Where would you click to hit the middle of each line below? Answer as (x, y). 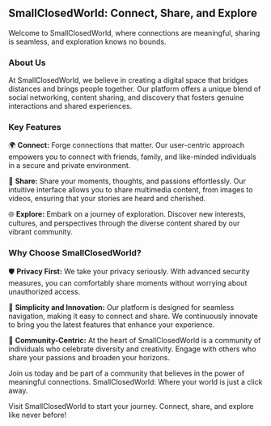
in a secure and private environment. (70, 166)
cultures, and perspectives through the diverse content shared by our (124, 223)
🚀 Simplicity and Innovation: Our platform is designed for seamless (121, 307)
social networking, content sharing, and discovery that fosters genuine (126, 97)
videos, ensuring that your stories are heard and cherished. (107, 199)
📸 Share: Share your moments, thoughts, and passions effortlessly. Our (127, 181)
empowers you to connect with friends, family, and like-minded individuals (132, 157)
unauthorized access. (44, 291)
